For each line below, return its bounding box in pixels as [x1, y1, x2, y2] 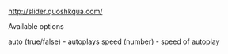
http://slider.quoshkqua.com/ [8, 7, 103, 16]
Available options [8, 22, 65, 31]
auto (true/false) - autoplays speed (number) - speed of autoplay [8, 37, 220, 46]
